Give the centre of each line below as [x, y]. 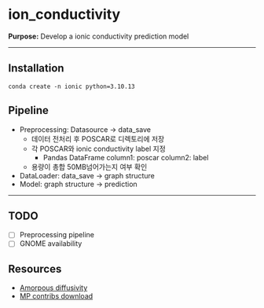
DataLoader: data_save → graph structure [87, 175]
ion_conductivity [64, 15]
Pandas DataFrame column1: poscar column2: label [126, 157]
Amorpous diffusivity [53, 288]
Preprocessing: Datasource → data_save [85, 129]
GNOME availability [51, 244]
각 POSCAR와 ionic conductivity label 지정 [99, 148]
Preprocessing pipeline [57, 235]
